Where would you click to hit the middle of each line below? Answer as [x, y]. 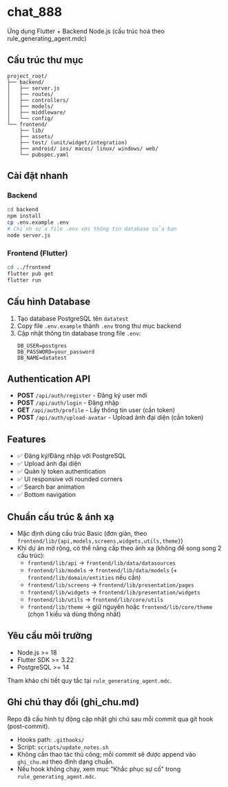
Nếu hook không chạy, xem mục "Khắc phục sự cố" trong [99, 769]
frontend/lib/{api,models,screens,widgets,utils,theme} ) [100, 541]
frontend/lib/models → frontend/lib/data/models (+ [102, 570]
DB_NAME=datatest [42, 358]
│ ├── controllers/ [38, 100]
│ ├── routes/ [30, 94]
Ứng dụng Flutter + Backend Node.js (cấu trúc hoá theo [86, 31]
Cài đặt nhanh [38, 176]
